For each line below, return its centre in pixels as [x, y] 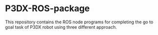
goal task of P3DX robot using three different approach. [61, 27]
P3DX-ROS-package [47, 9]
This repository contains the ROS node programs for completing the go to [79, 22]
